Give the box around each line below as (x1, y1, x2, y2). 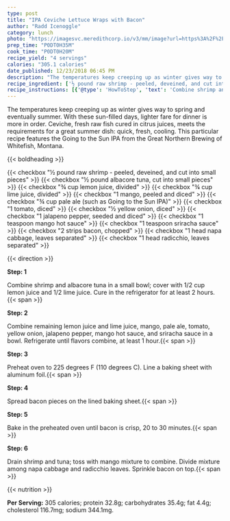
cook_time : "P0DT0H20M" (7, 49, 75, 56)
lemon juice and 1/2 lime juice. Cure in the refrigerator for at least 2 (7, 289, 196, 297)
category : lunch (7, 29, 53, 36)
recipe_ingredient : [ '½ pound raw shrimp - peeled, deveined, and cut (7, 80, 213, 87)
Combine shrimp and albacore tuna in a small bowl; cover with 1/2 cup (7, 281, 205, 289)
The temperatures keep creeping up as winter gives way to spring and (7, 106, 205, 114)
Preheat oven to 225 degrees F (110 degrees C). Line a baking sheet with (7, 363, 212, 372)
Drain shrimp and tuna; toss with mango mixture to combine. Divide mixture (7, 457, 220, 466)
